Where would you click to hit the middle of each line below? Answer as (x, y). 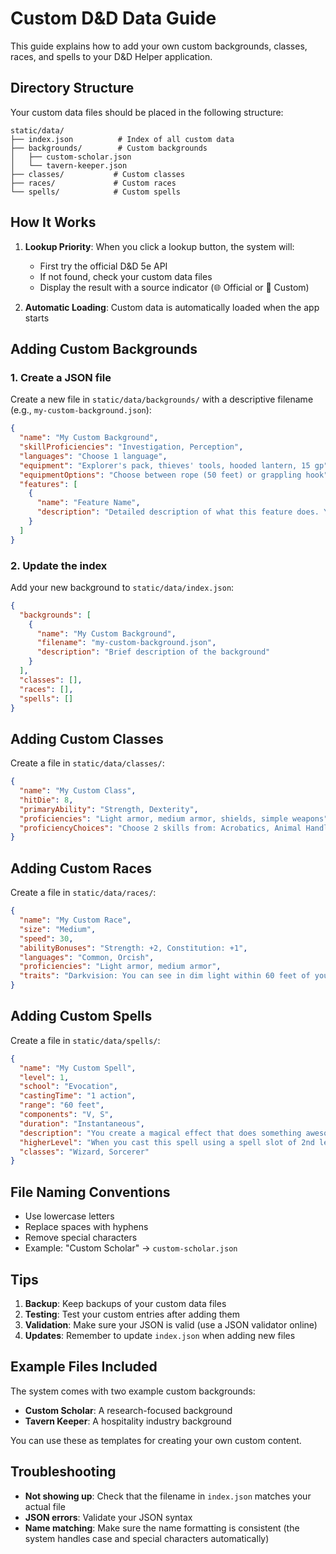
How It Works (53, 222)
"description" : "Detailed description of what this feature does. (178, 512)
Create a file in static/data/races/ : (83, 893)
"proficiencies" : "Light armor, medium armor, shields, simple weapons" (174, 818)
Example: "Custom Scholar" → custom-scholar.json (131, 1248)
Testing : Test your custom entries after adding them (132, 1314)
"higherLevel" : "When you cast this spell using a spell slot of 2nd (167, 1142)
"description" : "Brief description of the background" (153, 652)
